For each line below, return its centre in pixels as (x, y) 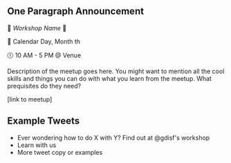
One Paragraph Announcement (75, 11)
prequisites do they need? (44, 86)
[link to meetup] (30, 99)
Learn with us (37, 145)
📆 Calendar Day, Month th (44, 41)
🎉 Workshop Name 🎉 (37, 28)
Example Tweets (44, 121)
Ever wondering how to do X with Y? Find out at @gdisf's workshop (113, 137)
